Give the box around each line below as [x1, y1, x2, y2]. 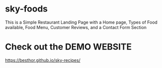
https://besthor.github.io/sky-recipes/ [5, 57, 81, 63]
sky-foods [5, 3, 48, 14]
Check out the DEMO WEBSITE [5, 41, 132, 53]
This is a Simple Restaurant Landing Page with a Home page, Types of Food [5, 19, 158, 25]
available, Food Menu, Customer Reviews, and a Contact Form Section [5, 24, 147, 30]
